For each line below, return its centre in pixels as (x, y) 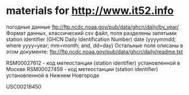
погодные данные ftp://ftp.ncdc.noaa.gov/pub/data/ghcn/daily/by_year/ (92, 27)
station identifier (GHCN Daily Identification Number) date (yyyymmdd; (91, 39)
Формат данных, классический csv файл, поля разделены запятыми (91, 33)
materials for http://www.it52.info (90, 11)
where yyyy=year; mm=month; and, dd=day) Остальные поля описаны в (95, 45)
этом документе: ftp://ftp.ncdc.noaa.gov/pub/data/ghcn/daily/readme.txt (94, 51)
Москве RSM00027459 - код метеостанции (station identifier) (82, 69)
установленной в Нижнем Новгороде (53, 75)
